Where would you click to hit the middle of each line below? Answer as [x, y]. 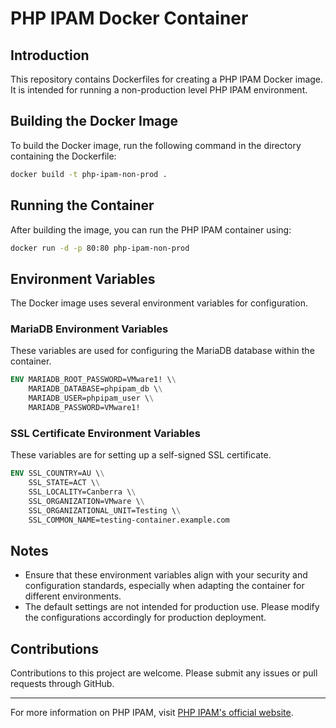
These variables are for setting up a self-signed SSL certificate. [141, 455]
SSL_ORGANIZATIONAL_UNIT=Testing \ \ [105, 510]
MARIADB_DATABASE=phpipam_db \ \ [95, 389]
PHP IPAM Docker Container [129, 18]
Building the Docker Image [94, 121]
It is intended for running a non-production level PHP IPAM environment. [159, 90]
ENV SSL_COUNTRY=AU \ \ [57, 473]
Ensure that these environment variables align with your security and [166, 575]
